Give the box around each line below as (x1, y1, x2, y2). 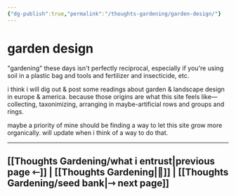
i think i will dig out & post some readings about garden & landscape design (7, 85, 225, 93)
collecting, (7, 100, 38, 108)
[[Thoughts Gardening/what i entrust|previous (7, 155, 216, 167)
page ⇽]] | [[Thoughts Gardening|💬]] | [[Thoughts (7, 166, 229, 178)
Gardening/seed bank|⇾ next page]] (7, 177, 170, 189)
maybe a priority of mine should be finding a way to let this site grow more (7, 121, 223, 129)
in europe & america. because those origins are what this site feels (7, 92, 200, 100)
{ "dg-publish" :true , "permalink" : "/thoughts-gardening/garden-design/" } (7, 10, 221, 18)
